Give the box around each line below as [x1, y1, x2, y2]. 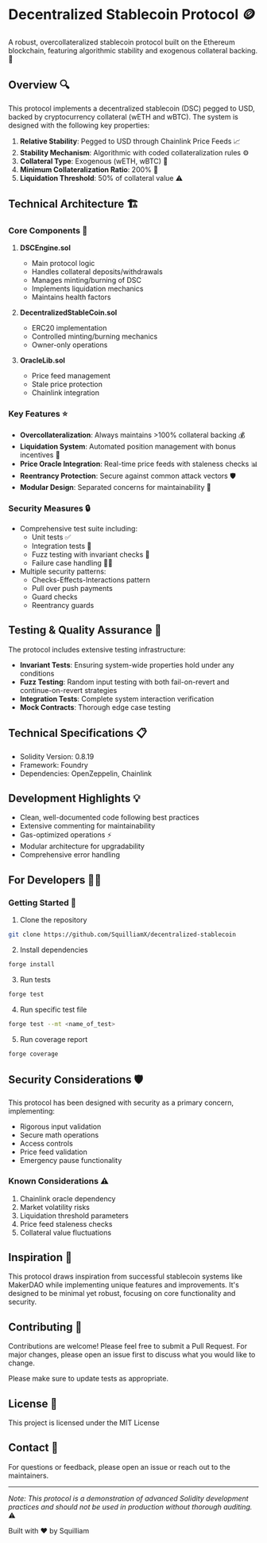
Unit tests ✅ [31, 532, 72, 542]
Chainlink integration [31, 388, 99, 397]
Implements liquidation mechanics [31, 284, 144, 294]
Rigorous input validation [19, 1122, 102, 1131]
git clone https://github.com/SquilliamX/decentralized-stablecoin [8, 930, 237, 939]
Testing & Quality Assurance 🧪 [8, 624, 162, 637]
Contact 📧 [8, 1441, 59, 1455]
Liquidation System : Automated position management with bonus [19, 441, 236, 451]
